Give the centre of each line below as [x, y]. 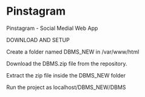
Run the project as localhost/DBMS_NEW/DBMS [66, 87]
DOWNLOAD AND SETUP [38, 40]
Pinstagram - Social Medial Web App [52, 28]
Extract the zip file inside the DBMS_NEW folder [66, 75]
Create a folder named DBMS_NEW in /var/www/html [73, 52]
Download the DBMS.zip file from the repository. [67, 63]
